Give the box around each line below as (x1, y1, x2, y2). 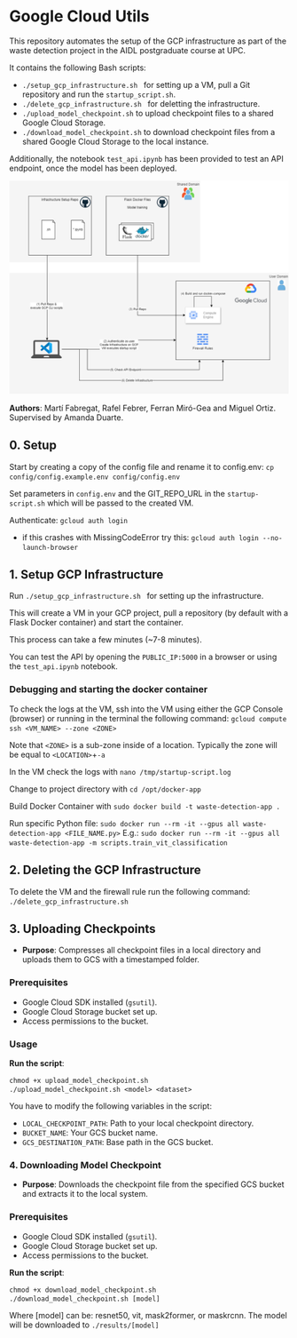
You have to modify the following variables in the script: (9, 1100, 213, 1111)
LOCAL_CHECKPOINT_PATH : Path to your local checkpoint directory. (21, 1118, 254, 1128)
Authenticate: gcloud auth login (9, 514, 129, 525)
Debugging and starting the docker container (9, 683, 208, 696)
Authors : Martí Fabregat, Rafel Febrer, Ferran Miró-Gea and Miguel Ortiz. (9, 402, 277, 413)
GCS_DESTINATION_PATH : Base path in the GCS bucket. (21, 1136, 214, 1147)
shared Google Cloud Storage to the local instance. (21, 136, 209, 147)
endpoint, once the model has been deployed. (9, 163, 177, 173)
